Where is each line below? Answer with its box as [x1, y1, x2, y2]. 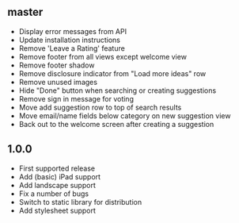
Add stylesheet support [18, 206, 97, 215]
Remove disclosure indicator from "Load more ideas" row [18, 68, 207, 78]
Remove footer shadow [18, 60, 95, 70]
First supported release [18, 163, 96, 173]
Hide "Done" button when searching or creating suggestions [18, 86, 217, 95]
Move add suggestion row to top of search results [18, 102, 182, 112]
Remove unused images [18, 77, 98, 87]
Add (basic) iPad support [18, 171, 101, 181]
